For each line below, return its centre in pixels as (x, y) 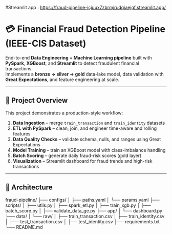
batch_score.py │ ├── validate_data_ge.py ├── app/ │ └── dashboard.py (84, 210)
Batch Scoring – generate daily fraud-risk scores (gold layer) (77, 155)
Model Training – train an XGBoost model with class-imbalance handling (89, 150)
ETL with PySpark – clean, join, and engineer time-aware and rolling (85, 128)
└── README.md (24, 227)
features (21, 133)
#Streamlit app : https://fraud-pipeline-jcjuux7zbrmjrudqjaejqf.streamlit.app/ (86, 7)
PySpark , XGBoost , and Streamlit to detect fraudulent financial (72, 63)
